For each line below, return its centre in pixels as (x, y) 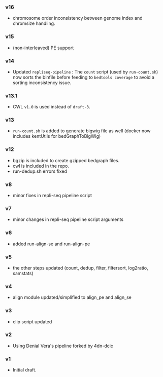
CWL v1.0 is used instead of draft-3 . (51, 107)
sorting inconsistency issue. (42, 83)
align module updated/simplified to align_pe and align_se (72, 297)
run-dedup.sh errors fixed (40, 171)
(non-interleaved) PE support (43, 48)
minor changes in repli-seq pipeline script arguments (68, 219)
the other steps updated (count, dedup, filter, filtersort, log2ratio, (80, 268)
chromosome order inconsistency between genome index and (77, 18)
